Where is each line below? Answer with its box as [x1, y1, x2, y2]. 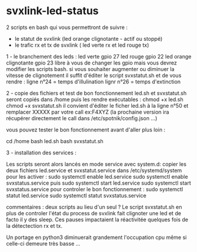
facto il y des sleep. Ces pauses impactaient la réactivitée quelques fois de [6, 216, 189, 223]
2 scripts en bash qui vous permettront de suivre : [6, 24, 128, 31]
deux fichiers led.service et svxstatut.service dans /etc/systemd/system [6, 167, 182, 174]
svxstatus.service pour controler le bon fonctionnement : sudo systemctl [6, 185, 183, 193]
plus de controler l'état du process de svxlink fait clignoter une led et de [6, 209, 182, 217]
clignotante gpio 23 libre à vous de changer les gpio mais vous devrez [6, 59, 177, 66]
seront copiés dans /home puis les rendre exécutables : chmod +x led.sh [6, 96, 183, 103]
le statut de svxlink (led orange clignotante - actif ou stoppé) [14, 35, 163, 42]
